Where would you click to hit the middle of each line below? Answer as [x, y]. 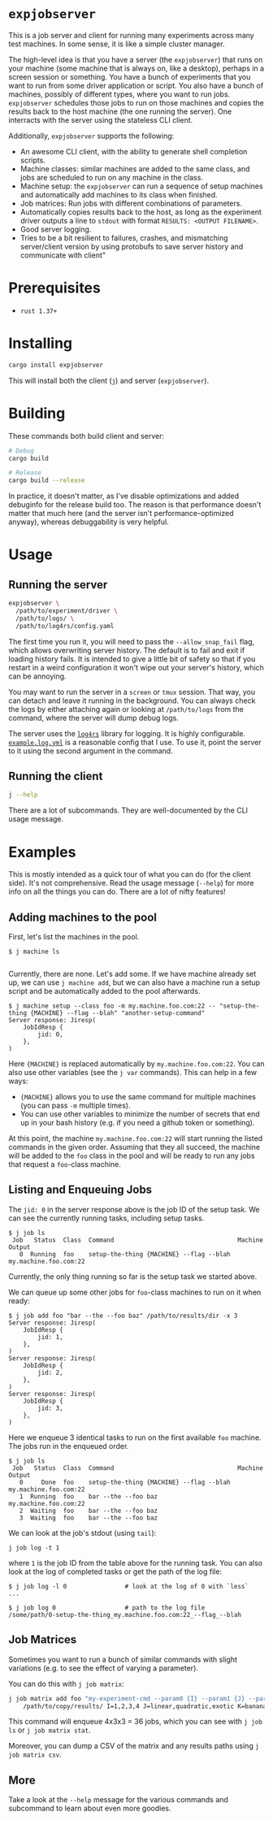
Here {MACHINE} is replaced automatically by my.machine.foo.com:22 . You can [136, 1064]
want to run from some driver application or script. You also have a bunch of [136, 85]
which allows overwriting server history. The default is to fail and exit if [127, 650]
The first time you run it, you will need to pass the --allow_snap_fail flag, [132, 641]
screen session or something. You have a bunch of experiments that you [130, 76]
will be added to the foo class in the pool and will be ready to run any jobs [132, 1155]
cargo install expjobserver [56, 365]
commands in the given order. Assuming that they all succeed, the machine [134, 1147]
